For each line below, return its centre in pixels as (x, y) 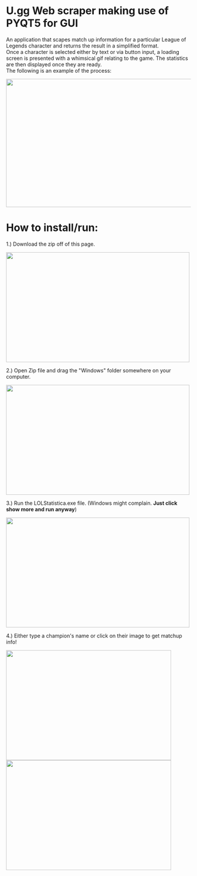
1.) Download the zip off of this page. (51, 244)
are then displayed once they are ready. (54, 64)
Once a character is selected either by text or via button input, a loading (93, 52)
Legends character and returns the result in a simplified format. (83, 46)
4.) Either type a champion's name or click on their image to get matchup (94, 636)
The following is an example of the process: (59, 70)
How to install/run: (52, 228)
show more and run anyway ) (42, 509)
